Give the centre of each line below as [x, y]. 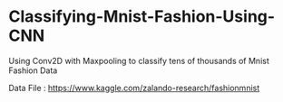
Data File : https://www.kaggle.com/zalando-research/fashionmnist [134, 88]
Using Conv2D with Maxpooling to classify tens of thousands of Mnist [139, 60]
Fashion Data [33, 70]
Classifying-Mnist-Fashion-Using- [142, 17]
